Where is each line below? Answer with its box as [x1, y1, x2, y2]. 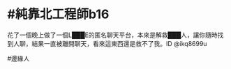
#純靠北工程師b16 [7, 6, 110, 22]
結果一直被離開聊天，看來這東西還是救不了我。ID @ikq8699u [31, 39, 207, 47]
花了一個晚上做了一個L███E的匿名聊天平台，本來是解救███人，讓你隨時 [7, 31, 218, 39]
